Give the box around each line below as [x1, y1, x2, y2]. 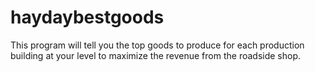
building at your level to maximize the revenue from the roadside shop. [10, 49, 302, 61]
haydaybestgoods [10, 6, 165, 29]
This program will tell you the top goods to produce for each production [10, 39, 305, 51]
